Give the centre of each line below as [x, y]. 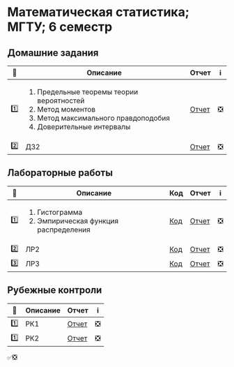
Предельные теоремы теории [88, 92]
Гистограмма [60, 212]
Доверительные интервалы [84, 127]
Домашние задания [53, 53]
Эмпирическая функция [78, 220]
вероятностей [61, 100]
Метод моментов [67, 109]
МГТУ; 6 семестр [60, 27]
